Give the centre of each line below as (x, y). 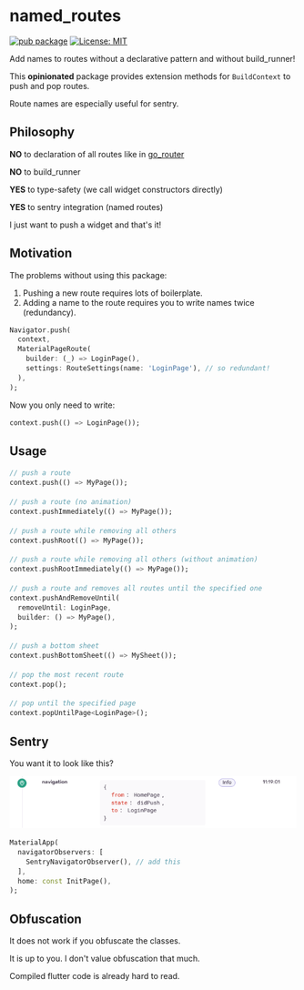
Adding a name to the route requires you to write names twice (138, 302)
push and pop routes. (50, 86)
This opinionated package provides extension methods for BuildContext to (150, 76)
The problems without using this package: (88, 275)
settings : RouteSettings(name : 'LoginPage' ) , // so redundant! (148, 369)
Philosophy (42, 132)
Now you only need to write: (62, 405)
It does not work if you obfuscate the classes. (95, 941)
